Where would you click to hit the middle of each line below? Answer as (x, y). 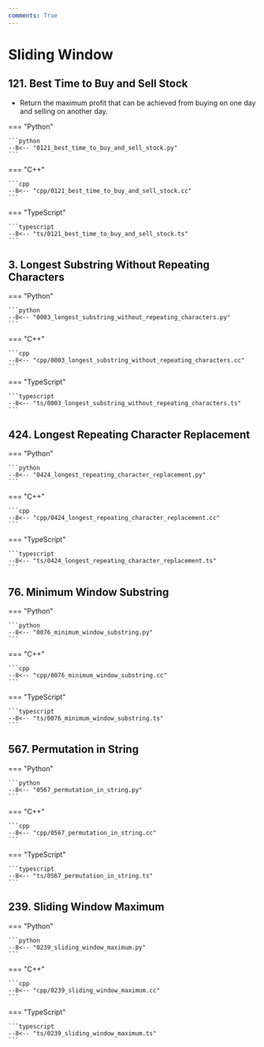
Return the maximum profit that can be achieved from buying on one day (138, 103)
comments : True (33, 15)
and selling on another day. (63, 111)
